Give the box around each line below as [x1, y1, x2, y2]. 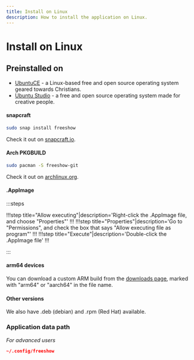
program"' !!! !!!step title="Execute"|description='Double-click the [6, 230, 167, 238]
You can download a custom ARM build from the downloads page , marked [6, 275, 189, 282]
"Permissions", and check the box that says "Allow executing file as [6, 224, 171, 231]
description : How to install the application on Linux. [6, 14, 148, 20]
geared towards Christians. [14, 86, 82, 93]
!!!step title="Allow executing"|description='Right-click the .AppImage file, [6, 211, 187, 219]
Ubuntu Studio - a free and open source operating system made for [14, 91, 180, 99]
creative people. [14, 98, 55, 105]
